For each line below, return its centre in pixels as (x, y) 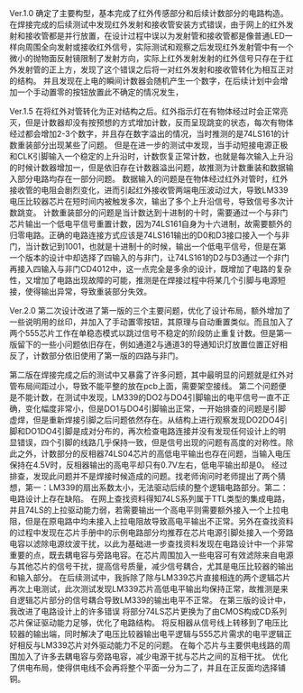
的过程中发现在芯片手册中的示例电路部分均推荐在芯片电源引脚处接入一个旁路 (151, 533)
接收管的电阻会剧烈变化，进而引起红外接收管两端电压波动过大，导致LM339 (149, 190)
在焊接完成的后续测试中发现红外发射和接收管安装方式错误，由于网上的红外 (147, 24)
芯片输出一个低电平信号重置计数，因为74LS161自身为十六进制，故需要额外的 (151, 224)
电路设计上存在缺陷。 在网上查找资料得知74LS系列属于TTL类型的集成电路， (150, 499)
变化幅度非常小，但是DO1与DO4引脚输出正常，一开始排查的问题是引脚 (156, 409)
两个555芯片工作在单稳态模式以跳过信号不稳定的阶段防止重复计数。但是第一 (151, 333)
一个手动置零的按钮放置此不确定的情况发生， (100, 92)
